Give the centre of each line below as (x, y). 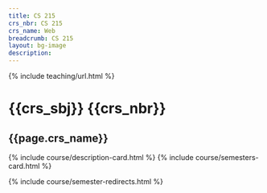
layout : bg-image (37, 46)
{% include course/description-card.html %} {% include (101, 157)
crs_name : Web (32, 31)
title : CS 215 (32, 16)
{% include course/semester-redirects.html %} (86, 181)
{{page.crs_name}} (58, 138)
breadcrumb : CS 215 (41, 38)
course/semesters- (227, 157)
